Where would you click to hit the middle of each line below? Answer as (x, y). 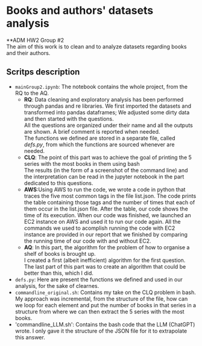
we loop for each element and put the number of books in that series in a (106, 305)
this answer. (30, 337)
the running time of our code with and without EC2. (88, 241)
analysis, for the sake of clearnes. (57, 286)
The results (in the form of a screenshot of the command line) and (106, 170)
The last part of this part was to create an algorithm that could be (105, 266)
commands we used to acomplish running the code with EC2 (99, 228)
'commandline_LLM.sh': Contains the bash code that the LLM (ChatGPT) (105, 324)
